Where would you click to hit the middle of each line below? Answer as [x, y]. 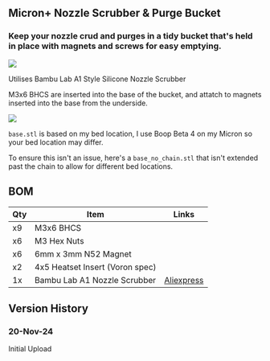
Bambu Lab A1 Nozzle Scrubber [96, 280]
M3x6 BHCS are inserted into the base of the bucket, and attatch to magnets [135, 94]
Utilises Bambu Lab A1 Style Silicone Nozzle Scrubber [97, 79]
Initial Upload [30, 349]
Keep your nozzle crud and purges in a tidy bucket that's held [131, 36]
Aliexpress [184, 280]
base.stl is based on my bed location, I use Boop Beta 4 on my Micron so [131, 133]
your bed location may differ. [56, 142]
